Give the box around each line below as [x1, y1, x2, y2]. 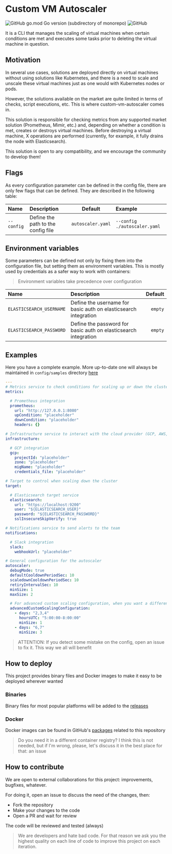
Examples [5, 351, 37, 359]
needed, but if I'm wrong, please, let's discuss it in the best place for [17, 742, 163, 748]
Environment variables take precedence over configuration [17, 278, 142, 284]
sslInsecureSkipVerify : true [14, 516, 77, 522]
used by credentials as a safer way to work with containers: [5, 269, 131, 275]
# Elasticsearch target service [10, 493, 79, 498]
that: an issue [17, 748, 47, 754]
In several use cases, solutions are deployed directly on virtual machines [5, 69, 159, 75]
